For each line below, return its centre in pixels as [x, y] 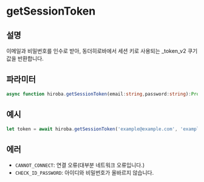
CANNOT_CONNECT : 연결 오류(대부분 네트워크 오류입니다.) [80, 165]
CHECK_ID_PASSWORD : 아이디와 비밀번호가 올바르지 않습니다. [84, 173]
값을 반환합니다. [25, 58]
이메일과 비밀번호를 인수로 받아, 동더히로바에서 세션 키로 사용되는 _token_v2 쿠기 [102, 51]
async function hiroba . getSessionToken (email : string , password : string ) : [99, 94]
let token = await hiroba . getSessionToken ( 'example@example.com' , [92, 129]
